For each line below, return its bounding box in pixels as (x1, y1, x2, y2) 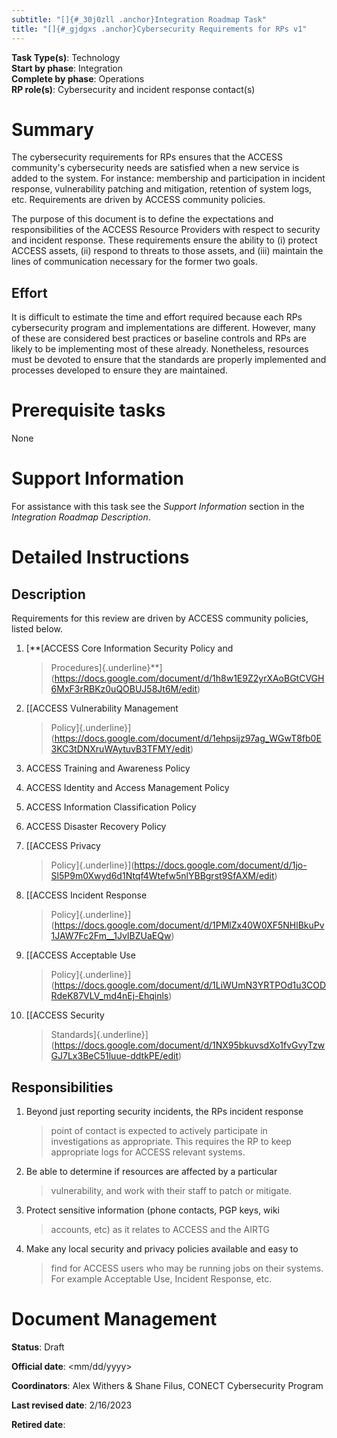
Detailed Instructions (11, 546, 190, 569)
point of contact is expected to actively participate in (50, 1124, 268, 1136)
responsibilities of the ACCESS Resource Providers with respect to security (11, 224, 321, 236)
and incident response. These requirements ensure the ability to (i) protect (11, 234, 318, 246)
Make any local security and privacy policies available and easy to (25, 1242, 299, 1255)
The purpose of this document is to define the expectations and (11, 213, 274, 225)
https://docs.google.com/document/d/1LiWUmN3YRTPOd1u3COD (54, 979, 327, 991)
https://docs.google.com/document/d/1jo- (134, 859, 308, 871)
